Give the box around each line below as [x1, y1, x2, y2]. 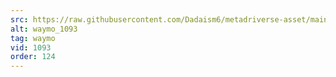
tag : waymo [10, 33, 56, 43]
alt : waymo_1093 [10, 24, 78, 34]
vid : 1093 [10, 42, 52, 53]
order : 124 [10, 52, 56, 62]
